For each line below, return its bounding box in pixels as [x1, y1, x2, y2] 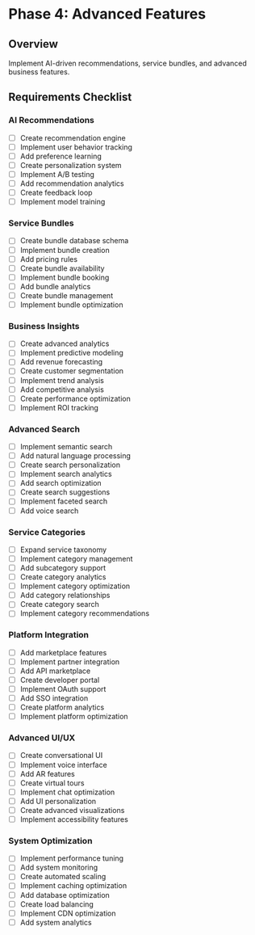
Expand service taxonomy [19, 545, 107, 554]
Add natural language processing [19, 451, 132, 461]
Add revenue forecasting [19, 357, 103, 367]
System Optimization [8, 835, 93, 846]
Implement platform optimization [19, 712, 128, 722]
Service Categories [8, 526, 86, 537]
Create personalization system [19, 160, 123, 170]
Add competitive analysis [19, 385, 105, 394]
